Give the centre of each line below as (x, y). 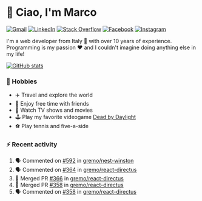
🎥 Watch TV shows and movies (54, 110)
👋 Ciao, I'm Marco (52, 12)
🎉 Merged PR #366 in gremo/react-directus (69, 178)
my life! (15, 53)
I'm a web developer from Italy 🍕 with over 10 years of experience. (89, 41)
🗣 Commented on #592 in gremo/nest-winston (74, 160)
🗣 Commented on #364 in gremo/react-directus (76, 169)
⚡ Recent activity (32, 145)
